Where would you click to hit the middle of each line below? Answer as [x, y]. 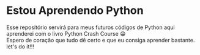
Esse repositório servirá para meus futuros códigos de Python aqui [91, 27]
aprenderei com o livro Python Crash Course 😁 [66, 33]
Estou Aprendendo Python [75, 11]
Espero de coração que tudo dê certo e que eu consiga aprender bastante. [101, 40]
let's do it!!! [20, 47]
